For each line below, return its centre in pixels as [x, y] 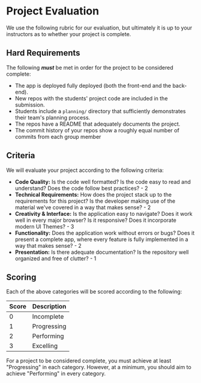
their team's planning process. [52, 117]
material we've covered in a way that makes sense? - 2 [83, 207]
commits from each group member [58, 136]
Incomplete [48, 317]
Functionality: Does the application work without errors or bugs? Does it [105, 233]
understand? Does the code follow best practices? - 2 [81, 188]
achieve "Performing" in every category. [56, 373]
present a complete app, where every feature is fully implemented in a [101, 239]
